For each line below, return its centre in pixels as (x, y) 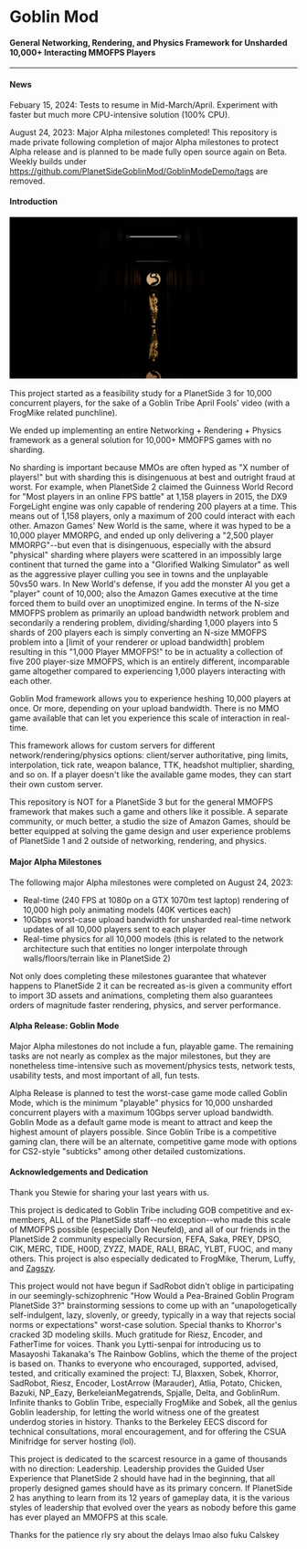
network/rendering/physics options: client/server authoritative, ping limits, (149, 755)
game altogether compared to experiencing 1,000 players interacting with (148, 671)
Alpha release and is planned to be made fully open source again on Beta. (148, 152)
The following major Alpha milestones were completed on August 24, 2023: (152, 882)
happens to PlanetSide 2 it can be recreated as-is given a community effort (151, 985)
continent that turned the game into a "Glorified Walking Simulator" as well (149, 564)
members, (29, 1219)
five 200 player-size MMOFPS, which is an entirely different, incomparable (150, 662)
